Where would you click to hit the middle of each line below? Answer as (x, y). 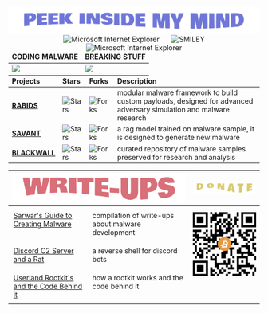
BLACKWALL (33, 153)
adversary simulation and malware (173, 110)
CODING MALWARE (45, 57)
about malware (116, 224)
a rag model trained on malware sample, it (186, 129)
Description (137, 80)
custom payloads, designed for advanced (185, 101)
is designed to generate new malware (179, 138)
